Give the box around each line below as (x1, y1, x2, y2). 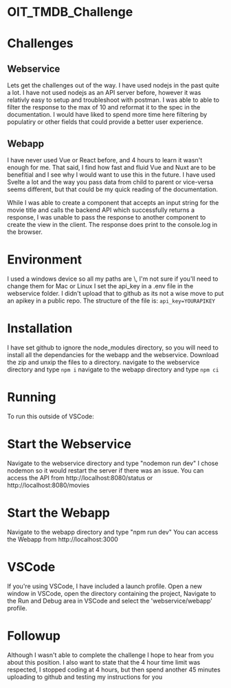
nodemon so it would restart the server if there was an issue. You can (7, 466, 204, 475)
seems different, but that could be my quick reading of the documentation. (7, 185, 218, 193)
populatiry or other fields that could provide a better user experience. (7, 118, 203, 126)
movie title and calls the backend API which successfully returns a (7, 206, 195, 214)
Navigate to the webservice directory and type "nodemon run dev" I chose (7, 459, 219, 467)
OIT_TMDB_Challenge (7, 4, 133, 20)
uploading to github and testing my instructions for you (7, 672, 163, 681)
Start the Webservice (7, 436, 132, 451)
